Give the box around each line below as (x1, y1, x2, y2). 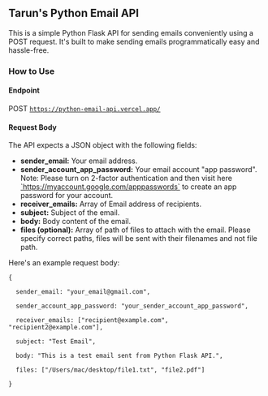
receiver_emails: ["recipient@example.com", (15, 316, 169, 325)
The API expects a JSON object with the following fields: (8, 140, 197, 150)
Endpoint (8, 85, 41, 96)
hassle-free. (8, 45, 50, 55)
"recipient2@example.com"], (8, 324, 104, 332)
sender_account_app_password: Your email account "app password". (19, 165, 257, 174)
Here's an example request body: (8, 258, 120, 268)
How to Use (8, 65, 55, 76)
